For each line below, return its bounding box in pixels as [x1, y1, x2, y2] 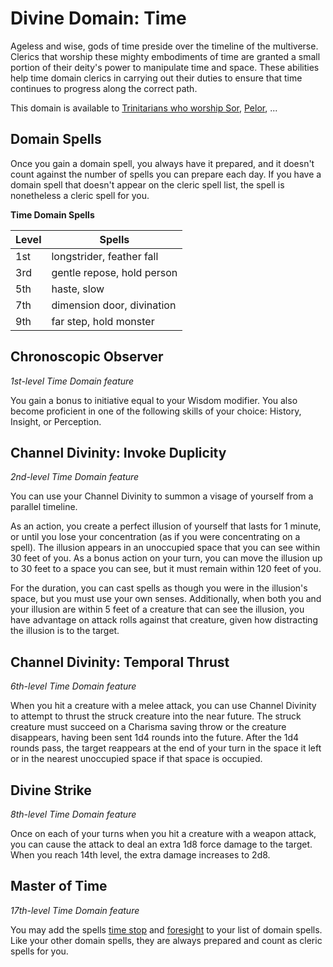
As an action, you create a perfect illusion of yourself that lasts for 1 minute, [10, 520, 322, 532]
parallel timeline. [10, 501, 78, 513]
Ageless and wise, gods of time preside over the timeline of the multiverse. [10, 40, 319, 52]
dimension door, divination [51, 298, 177, 312]
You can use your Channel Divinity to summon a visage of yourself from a [10, 490, 314, 502]
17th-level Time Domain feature [10, 904, 140, 916]
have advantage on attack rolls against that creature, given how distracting [10, 614, 318, 626]
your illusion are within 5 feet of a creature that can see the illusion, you [10, 603, 305, 616]
